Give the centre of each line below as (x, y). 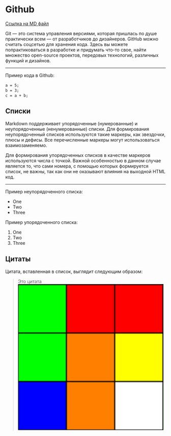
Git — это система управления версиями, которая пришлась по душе (81, 33)
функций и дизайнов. (28, 60)
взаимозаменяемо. (26, 145)
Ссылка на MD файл (27, 24)
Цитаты (18, 259)
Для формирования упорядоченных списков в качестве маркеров (78, 155)
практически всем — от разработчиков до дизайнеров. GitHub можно (82, 39)
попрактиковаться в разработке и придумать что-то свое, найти (76, 50)
